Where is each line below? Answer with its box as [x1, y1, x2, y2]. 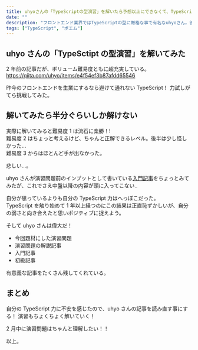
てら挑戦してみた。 [6, 92, 53, 99]
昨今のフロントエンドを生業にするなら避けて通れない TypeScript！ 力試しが [6, 84, 190, 92]
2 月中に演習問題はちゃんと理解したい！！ [6, 325, 109, 332]
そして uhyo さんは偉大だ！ [6, 222, 72, 229]
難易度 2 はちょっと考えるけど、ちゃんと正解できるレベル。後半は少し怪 [6, 134, 183, 142]
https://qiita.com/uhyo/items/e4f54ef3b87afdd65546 [6, 72, 136, 79]
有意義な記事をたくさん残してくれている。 [6, 269, 109, 276]
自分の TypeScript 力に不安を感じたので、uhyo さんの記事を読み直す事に [6, 305, 183, 312]
